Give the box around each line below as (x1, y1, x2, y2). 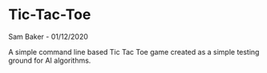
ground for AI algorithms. (8, 56, 91, 65)
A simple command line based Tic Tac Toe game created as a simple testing (8, 47, 260, 56)
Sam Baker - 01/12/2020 (8, 32, 88, 41)
